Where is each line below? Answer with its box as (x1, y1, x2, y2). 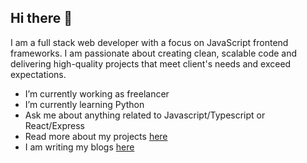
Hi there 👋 (10, 10, 73, 27)
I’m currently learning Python (24, 98, 145, 110)
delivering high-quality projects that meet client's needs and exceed (10, 57, 292, 70)
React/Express (24, 119, 85, 131)
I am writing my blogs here (24, 141, 135, 153)
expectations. (10, 68, 67, 80)
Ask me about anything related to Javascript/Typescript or (24, 109, 266, 121)
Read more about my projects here (24, 130, 168, 142)
